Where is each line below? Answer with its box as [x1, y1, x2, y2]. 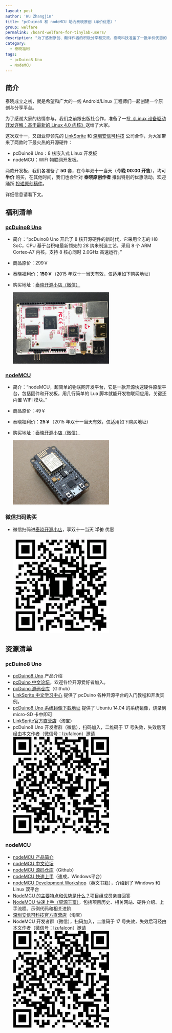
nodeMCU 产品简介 [12, 854, 54, 860]
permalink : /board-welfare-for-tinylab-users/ [5, 30, 106, 35]
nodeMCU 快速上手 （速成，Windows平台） [12, 873, 105, 879]
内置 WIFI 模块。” [12, 397, 48, 403]
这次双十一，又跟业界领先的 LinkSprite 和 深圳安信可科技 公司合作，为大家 [5, 133, 162, 139]
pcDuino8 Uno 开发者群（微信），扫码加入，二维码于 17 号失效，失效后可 [12, 724, 166, 731]
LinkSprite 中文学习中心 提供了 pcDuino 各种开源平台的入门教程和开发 [12, 692, 160, 698]
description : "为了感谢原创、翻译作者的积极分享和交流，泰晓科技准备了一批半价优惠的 [5, 35, 167, 41]
